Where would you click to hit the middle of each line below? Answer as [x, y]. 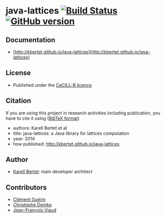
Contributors [26, 187]
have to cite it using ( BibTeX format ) [43, 118]
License [18, 73]
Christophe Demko [32, 205]
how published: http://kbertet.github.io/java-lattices [66, 144]
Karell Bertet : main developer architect [53, 172]
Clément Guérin [29, 199]
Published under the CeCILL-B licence [52, 85]
